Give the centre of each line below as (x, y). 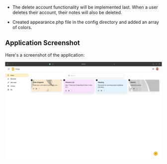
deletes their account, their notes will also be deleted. (67, 12)
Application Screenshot (43, 43)
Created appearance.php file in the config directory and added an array (85, 22)
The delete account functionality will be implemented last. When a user (85, 7)
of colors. (22, 27)
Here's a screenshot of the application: (45, 55)
